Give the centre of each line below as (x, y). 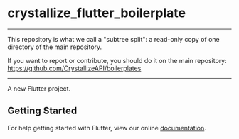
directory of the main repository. (55, 47)
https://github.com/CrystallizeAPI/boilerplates (74, 68)
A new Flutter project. (39, 88)
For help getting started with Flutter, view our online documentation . (107, 128)
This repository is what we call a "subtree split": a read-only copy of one (113, 39)
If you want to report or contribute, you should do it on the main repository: (117, 60)
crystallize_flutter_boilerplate (97, 13)
